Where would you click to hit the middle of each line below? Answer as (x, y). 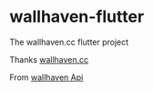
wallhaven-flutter (77, 17)
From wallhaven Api (46, 77)
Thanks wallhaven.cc (49, 59)
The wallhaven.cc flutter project (69, 42)
